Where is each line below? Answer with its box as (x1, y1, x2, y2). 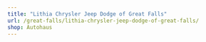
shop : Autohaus (7, 23, 53, 31)
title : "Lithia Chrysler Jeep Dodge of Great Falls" (7, 10, 168, 18)
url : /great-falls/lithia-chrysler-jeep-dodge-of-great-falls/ (7, 17, 200, 24)
